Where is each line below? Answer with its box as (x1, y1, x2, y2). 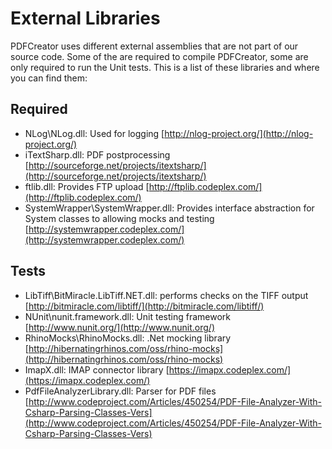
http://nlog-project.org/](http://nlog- (164, 127, 314, 139)
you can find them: (10, 72, 88, 84)
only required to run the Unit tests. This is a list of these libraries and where (10, 61, 320, 73)
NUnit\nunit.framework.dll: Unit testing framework (24, 310, 231, 322)
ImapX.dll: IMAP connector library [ (24, 363, 170, 376)
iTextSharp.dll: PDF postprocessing (24, 148, 171, 161)
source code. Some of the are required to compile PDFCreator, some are (10, 50, 309, 62)
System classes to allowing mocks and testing (24, 212, 215, 224)
